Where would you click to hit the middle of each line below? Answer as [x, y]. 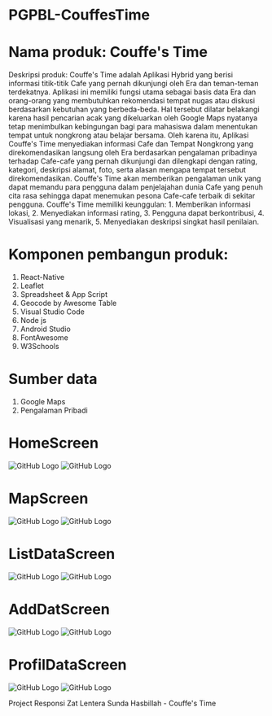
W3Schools [39, 347]
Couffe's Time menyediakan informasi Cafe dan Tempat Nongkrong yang [131, 144]
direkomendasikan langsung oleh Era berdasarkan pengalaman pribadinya [133, 153]
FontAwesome [44, 338]
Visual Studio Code [53, 312]
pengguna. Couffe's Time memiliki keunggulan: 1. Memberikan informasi [129, 204]
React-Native [42, 277]
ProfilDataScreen [68, 664]
